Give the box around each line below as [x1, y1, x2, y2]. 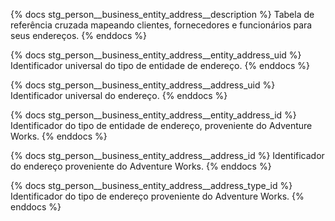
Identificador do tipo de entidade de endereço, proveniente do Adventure [10, 120, 313, 131]
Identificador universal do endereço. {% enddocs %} [10, 90, 228, 101]
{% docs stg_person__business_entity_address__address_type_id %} [10, 180, 293, 191]
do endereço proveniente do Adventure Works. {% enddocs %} [10, 160, 272, 172]
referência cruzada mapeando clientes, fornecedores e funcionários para [10, 19, 313, 31]
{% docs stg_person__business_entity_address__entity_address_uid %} [10, 49, 302, 61]
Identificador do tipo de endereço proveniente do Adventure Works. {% [10, 190, 305, 202]
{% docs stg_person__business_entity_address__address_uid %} [10, 79, 276, 91]
